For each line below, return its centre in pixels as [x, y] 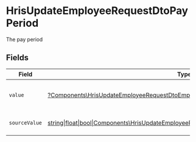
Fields [17, 58]
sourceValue [26, 123]
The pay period [24, 39]
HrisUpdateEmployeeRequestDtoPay [97, 11]
